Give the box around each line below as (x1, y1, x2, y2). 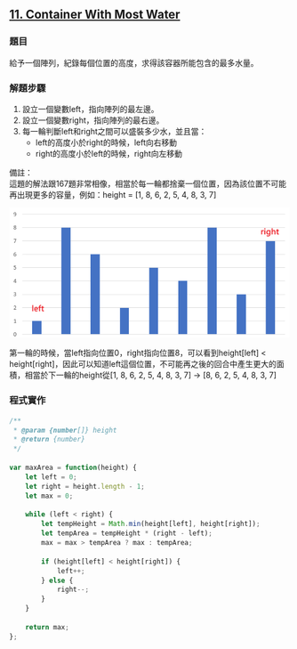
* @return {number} (12, 435, 86, 444)
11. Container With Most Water (9, 7, 181, 22)
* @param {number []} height (12, 426, 117, 434)
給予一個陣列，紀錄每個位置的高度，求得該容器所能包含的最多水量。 (9, 57, 259, 68)
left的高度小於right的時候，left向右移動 (35, 137, 178, 148)
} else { (41, 576, 74, 585)
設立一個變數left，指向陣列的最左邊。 (21, 103, 159, 114)
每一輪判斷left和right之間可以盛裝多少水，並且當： (21, 126, 207, 136)
